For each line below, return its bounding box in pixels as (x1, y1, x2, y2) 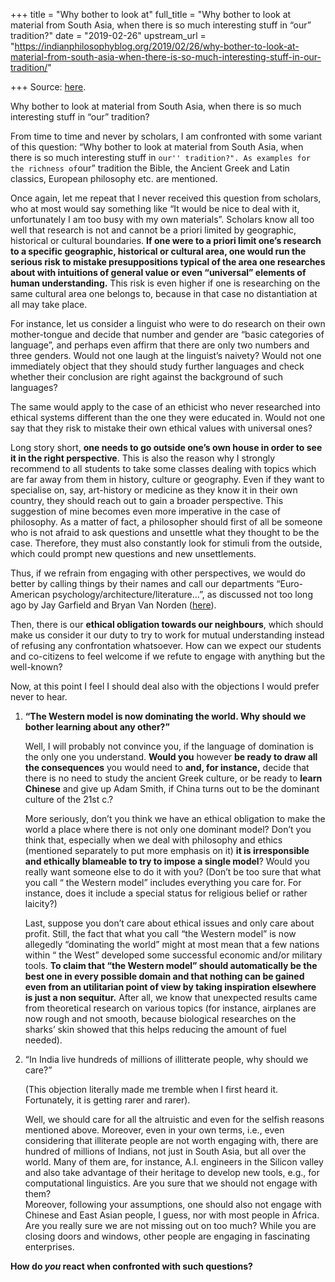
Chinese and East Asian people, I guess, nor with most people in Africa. (24, 1209, 320, 1221)
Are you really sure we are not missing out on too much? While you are (24, 1220, 317, 1231)
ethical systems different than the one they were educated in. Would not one (10, 412, 326, 423)
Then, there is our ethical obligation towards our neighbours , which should (10, 619, 324, 630)
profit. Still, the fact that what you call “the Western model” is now (24, 928, 297, 939)
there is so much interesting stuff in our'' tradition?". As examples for (10, 152, 311, 163)
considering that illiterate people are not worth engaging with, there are (24, 1135, 319, 1146)
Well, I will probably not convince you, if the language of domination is (24, 740, 315, 752)
